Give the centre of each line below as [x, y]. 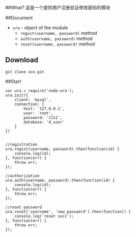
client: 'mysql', [33, 100]
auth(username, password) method [56, 38]
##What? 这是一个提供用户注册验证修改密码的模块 [58, 7]
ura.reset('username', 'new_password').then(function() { [68, 211]
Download [22, 60]
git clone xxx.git [25, 72]
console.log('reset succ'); [44, 216]
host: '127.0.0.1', [44, 109]
